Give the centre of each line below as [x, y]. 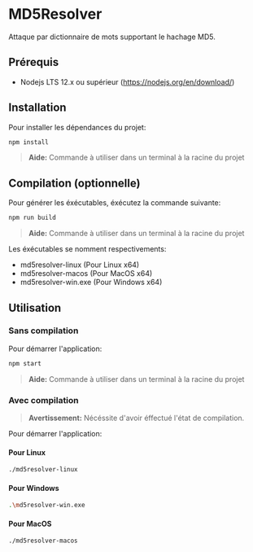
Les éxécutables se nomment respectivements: [87, 249]
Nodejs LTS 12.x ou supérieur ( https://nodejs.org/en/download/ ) [127, 81]
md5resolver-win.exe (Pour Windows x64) [91, 283]
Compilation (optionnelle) [74, 183]
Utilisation [35, 307]
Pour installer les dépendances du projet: [77, 127]
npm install [28, 142]
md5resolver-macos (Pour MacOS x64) [86, 274]
